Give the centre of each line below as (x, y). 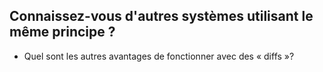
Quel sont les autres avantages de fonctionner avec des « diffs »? (159, 56)
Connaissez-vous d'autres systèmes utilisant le (161, 16)
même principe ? (62, 32)
